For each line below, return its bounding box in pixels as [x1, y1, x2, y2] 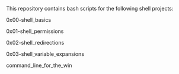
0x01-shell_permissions [6, 28, 64, 35]
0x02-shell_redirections [6, 39, 65, 46]
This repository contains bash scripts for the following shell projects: [6, 5, 174, 12]
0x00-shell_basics [6, 16, 52, 23]
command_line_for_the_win [6, 62, 72, 69]
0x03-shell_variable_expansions [6, 51, 85, 58]
